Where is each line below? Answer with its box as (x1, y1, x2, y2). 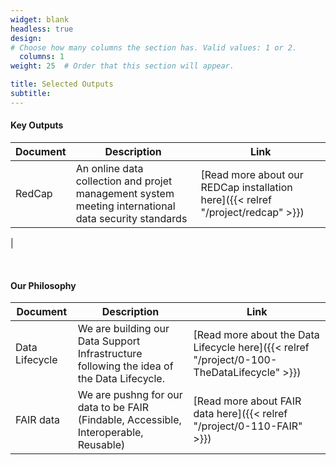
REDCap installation (200, 180, 293, 194)
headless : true (10, 24, 74, 34)
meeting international (75, 199, 176, 213)
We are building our (77, 322, 170, 336)
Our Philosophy (10, 279, 77, 291)
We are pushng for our (77, 388, 183, 402)
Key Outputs (10, 119, 64, 131)
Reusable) (77, 438, 126, 452)
